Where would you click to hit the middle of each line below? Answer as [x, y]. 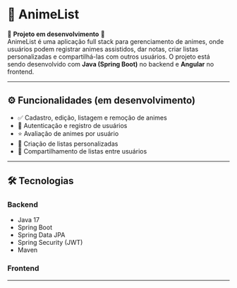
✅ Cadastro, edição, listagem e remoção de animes [92, 117]
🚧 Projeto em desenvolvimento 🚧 [56, 34]
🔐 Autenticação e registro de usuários [72, 125]
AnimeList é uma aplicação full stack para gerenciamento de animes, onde [116, 41]
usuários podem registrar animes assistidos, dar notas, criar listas [103, 49]
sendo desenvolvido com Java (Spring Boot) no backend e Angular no [111, 64]
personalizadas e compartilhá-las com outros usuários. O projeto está [109, 57]
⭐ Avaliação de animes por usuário [68, 133]
